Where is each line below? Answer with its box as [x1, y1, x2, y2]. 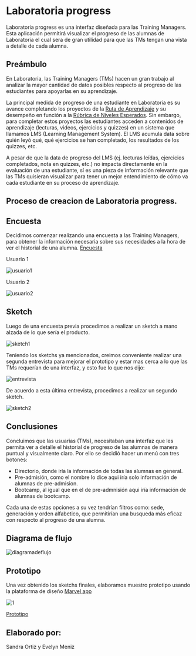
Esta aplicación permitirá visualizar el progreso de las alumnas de [6, 29, 164, 36]
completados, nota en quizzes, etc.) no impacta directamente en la [6, 160, 168, 167]
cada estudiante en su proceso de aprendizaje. [6, 179, 120, 186]
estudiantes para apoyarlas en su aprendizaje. [6, 87, 118, 95]
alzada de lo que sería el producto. [6, 328, 90, 336]
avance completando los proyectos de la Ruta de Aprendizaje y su [6, 105, 166, 112]
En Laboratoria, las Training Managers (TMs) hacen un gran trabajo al [6, 75, 174, 82]
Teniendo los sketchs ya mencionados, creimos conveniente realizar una [6, 351, 182, 358]
